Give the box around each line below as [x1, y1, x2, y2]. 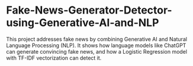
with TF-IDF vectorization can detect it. [6, 54, 102, 61]
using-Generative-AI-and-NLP [6, 16, 159, 29]
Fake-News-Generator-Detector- [6, 4, 173, 17]
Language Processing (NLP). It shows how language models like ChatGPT [6, 42, 186, 49]
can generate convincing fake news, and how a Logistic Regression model [6, 48, 188, 55]
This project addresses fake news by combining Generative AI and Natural [6, 35, 188, 42]
